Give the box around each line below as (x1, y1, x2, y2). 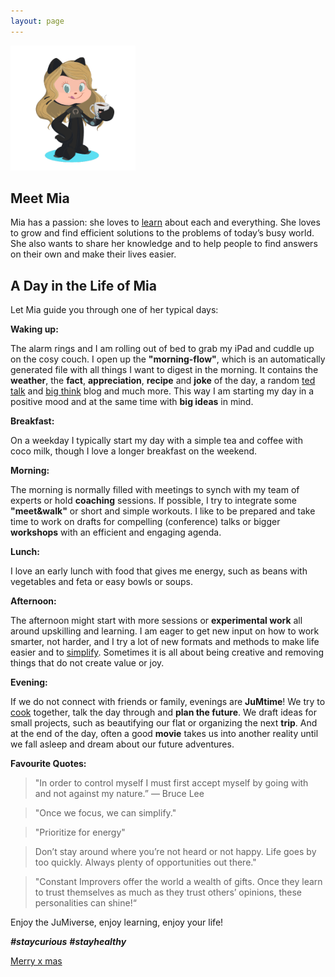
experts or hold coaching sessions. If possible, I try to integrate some (10, 495, 297, 507)
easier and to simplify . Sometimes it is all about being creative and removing (10, 646, 325, 659)
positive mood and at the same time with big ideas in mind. (10, 396, 254, 408)
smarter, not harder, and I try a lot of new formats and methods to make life (10, 636, 320, 648)
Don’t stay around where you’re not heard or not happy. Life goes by (34, 846, 317, 858)
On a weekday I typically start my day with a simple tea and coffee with (10, 435, 303, 447)
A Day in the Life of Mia (10, 277, 157, 294)
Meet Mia (10, 190, 70, 207)
